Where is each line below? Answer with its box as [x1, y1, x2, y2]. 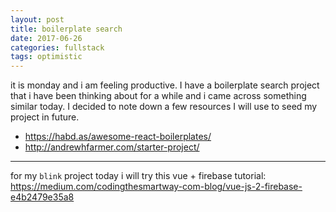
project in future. [10, 111, 80, 123]
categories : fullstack [10, 42, 105, 53]
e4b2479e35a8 [10, 191, 75, 203]
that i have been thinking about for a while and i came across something [10, 90, 307, 102]
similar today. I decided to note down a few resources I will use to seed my [10, 101, 318, 113]
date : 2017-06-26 [10, 33, 83, 43]
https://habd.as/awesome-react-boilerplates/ [24, 131, 212, 143]
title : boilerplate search [10, 24, 123, 34]
